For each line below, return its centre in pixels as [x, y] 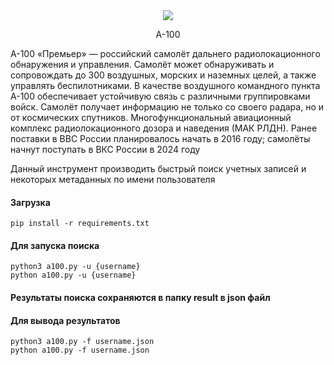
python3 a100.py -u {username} [75, 267]
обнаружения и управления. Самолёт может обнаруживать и [142, 64]
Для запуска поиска [55, 245]
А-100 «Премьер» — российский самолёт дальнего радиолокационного [165, 53]
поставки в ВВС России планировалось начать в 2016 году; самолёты [160, 138]
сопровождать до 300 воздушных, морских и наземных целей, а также [163, 75]
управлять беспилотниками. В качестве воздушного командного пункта [165, 85]
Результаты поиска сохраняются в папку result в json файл [140, 297]
